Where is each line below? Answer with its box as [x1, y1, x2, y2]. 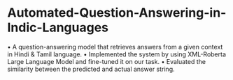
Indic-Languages [7, 19, 109, 35]
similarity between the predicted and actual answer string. [7, 65, 175, 73]
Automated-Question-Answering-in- [7, 5, 227, 21]
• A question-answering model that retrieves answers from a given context [7, 42, 223, 51]
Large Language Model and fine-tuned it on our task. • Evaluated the [7, 57, 206, 65]
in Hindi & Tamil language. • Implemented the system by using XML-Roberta [7, 50, 226, 58]
